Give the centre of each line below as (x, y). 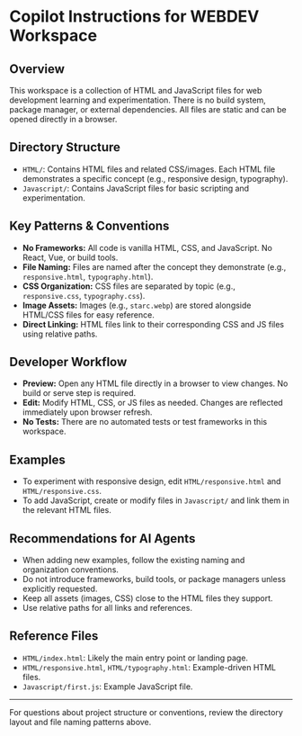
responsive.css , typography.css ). (84, 295)
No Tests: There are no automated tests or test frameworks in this (145, 422)
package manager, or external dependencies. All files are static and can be (148, 109)
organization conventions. (71, 570)
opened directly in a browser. (63, 119)
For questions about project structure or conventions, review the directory (146, 712)
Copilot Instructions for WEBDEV (134, 17)
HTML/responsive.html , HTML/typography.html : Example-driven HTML (149, 667)
